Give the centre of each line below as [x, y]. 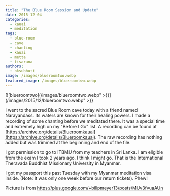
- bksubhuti [23, 71]
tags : [11, 33]
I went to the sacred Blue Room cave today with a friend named [72, 110]
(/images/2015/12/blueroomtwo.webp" [45, 100]
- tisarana [21, 62]
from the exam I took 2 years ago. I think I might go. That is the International [84, 158]
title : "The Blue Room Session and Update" [52, 10]
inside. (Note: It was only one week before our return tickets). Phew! [77, 178]
